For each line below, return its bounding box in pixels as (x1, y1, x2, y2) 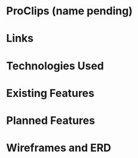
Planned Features (6, 114, 96, 127)
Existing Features (6, 86, 94, 100)
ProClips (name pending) (6, 4, 133, 18)
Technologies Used (6, 59, 105, 72)
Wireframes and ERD (6, 141, 112, 155)
